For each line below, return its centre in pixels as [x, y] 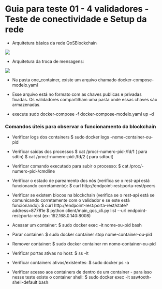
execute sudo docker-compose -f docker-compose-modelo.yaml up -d [83, 114]
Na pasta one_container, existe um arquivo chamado [64, 80]
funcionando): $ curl [32, 205]
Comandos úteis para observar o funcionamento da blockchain [81, 126]
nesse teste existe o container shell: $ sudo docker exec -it [71, 277]
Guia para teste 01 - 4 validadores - [77, 9]
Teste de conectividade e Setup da [76, 19]
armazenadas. [26, 105]
